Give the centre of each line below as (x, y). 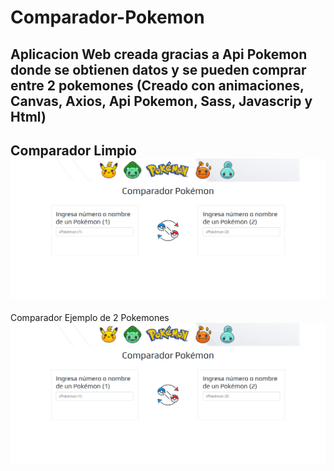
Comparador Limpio (73, 150)
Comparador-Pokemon (107, 17)
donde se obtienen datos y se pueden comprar (158, 69)
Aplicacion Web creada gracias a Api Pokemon (159, 54)
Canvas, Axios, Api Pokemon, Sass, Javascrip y (161, 101)
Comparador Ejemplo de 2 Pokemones (90, 318)
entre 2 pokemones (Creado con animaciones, (157, 85)
